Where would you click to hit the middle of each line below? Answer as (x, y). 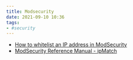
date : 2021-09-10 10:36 (35, 17)
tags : (13, 22)
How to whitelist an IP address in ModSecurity (71, 45)
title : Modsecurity (30, 11)
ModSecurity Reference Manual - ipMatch (66, 51)
